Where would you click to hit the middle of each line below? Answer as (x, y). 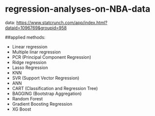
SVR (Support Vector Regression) (46, 78)
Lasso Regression (30, 68)
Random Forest (27, 98)
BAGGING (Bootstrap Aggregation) (47, 93)
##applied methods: (25, 37)
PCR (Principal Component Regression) (52, 57)
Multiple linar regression (36, 52)
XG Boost (22, 109)
